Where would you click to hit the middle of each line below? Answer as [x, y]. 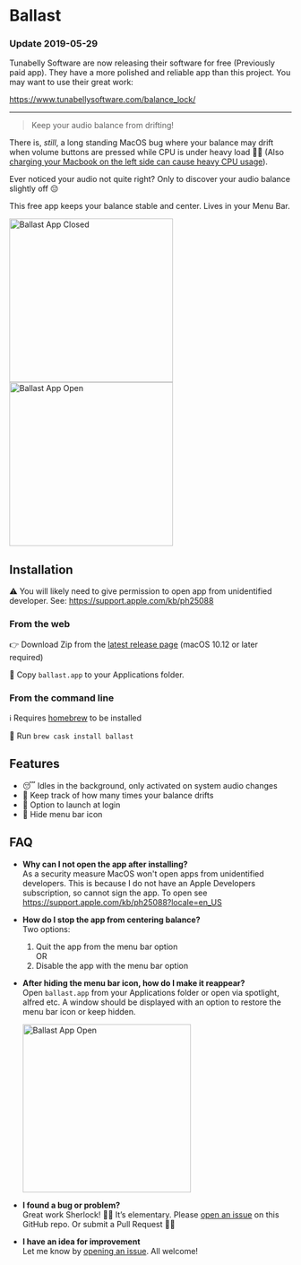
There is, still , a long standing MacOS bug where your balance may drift [142, 143]
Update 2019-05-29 [54, 44]
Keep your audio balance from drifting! [103, 126]
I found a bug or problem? [71, 1205]
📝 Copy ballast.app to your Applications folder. [97, 675]
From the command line [62, 698]
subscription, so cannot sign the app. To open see [115, 893]
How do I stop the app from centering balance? [111, 920]
